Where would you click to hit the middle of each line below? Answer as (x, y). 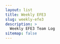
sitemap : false (21, 33)
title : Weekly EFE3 (26, 15)
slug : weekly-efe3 (24, 19)
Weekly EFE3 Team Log (33, 29)
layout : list (19, 10)
